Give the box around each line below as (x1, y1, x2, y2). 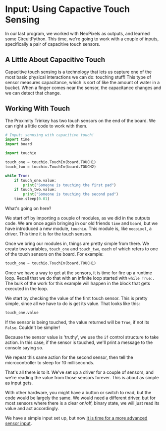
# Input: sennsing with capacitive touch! (5, 132, 94, 137)
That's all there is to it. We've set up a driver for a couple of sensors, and (5, 369, 154, 375)
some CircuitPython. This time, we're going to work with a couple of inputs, (5, 36, 159, 42)
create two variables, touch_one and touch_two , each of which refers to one (5, 246, 158, 252)
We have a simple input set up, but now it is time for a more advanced (5, 415, 148, 421)
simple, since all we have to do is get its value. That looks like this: (5, 300, 140, 307)
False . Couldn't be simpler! (5, 324, 60, 330)
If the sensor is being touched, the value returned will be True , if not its (5, 319, 150, 325)
